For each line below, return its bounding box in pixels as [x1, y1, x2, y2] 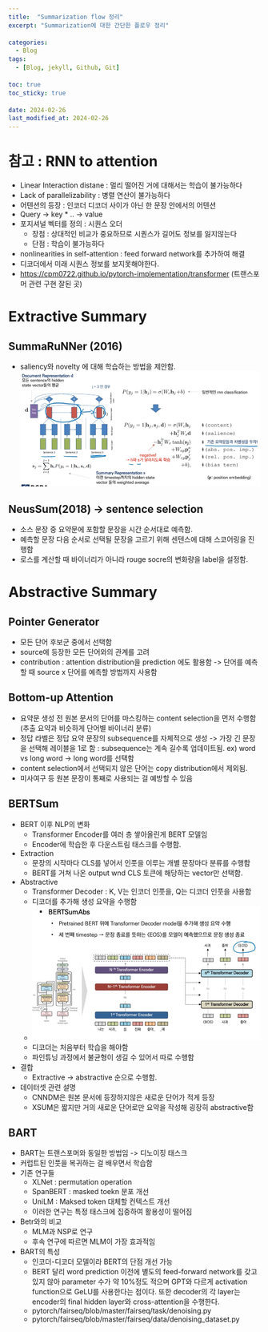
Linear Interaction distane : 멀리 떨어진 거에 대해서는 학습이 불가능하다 [19, 180, 242, 190]
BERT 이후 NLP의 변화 [19, 819, 90, 829]
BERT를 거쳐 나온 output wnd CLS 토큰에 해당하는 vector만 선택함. [31, 868, 243, 878]
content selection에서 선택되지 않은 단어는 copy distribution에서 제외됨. [19, 763, 248, 773]
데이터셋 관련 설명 [19, 1082, 76, 1092]
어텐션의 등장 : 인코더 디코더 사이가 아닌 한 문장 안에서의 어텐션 [19, 200, 216, 210]
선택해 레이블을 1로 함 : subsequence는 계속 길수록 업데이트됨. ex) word [28, 743, 256, 753]
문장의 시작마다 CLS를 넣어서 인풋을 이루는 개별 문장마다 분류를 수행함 [31, 858, 250, 867]
